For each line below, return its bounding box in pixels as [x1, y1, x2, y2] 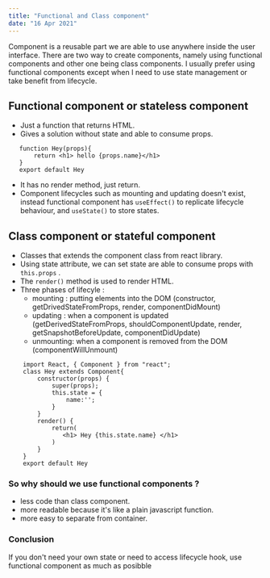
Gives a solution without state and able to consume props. [19, 129, 214, 139]
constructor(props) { [37, 375, 110, 383]
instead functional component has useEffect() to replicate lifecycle [19, 197, 244, 207]
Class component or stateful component [8, 229, 216, 243]
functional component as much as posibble [8, 560, 152, 570]
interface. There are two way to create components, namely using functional [8, 50, 263, 60]
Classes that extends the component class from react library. [19, 251, 223, 261]
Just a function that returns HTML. [19, 120, 135, 130]
